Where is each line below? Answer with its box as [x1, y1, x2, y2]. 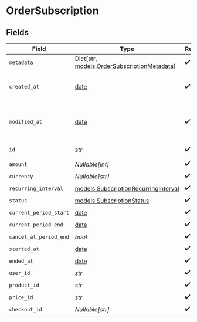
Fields [6, 28, 29, 38]
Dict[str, [74, 55, 97, 63]
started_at [9, 245, 39, 252]
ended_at [9, 257, 33, 265]
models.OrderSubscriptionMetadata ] [74, 62, 176, 70]
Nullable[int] [74, 160, 110, 168]
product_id [9, 282, 39, 289]
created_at [9, 83, 39, 90]
